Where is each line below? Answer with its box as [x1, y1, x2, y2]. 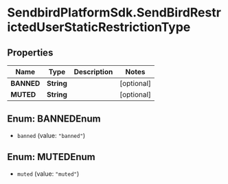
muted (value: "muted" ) [16, 170, 80, 178]
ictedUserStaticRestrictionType [7, 19, 191, 35]
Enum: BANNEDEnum [7, 113, 101, 125]
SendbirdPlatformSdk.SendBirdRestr [7, 5, 222, 21]
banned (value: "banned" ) [16, 131, 86, 139]
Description [73, 67, 113, 76]
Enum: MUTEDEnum [7, 151, 95, 163]
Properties [7, 47, 54, 58]
